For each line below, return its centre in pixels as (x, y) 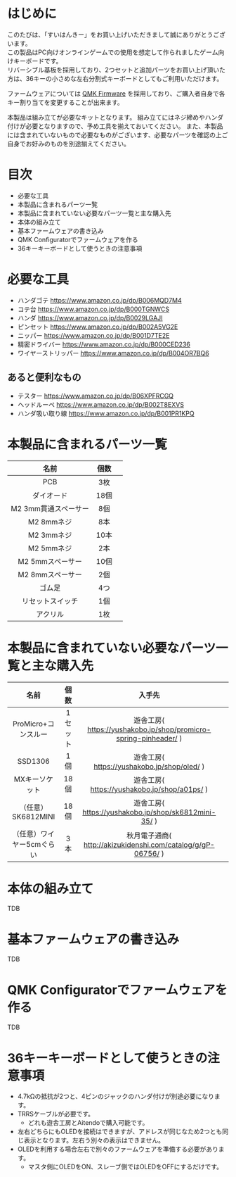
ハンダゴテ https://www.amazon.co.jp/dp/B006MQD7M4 (100, 300)
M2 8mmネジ (50, 522)
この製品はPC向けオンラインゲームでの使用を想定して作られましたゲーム (113, 52)
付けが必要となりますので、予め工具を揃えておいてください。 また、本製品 (115, 126)
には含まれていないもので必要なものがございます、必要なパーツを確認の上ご (118, 134)
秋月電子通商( (149, 836)
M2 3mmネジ (50, 535)
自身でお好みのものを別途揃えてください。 (68, 144)
